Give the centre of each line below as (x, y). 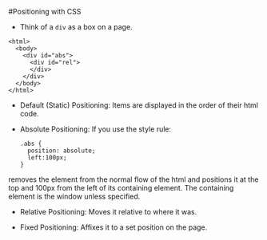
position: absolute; (62, 151)
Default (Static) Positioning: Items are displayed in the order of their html (139, 105)
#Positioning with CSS (45, 12)
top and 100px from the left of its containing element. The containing (121, 188)
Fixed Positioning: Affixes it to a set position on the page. (114, 227)
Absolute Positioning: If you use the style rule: (96, 129)
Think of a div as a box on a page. (76, 27)
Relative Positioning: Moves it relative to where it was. (108, 212)
